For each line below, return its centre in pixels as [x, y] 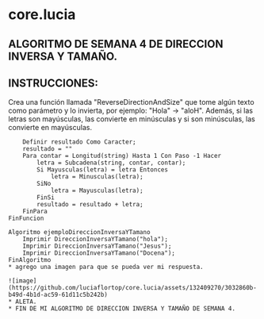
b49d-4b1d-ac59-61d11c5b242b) [58, 295]
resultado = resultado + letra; [90, 205]
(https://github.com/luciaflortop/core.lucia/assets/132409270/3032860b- [133, 288]
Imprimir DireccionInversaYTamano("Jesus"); [97, 246]
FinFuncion [26, 219]
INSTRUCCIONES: [54, 83]
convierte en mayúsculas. [50, 128]
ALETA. [26, 302]
